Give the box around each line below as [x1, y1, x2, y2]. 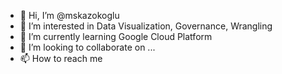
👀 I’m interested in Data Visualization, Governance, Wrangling [19, 20, 273, 32]
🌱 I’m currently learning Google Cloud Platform [19, 31, 213, 42]
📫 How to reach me [19, 53, 103, 64]
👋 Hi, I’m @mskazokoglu [19, 10, 120, 21]
